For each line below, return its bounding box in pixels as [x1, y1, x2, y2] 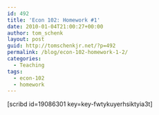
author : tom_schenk [7, 29, 64, 37]
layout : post [7, 36, 45, 43]
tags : [7, 68, 23, 75]
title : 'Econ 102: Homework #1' [7, 17, 100, 24]
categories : [7, 55, 41, 62]
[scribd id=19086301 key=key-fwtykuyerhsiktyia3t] [7, 100, 153, 108]
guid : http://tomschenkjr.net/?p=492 [7, 42, 116, 49]
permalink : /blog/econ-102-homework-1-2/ [7, 49, 129, 56]
